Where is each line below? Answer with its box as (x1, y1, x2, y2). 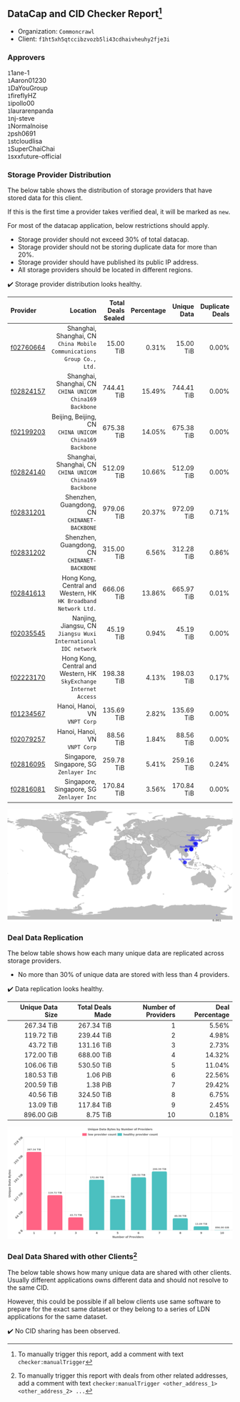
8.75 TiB (86, 1110, 112, 1119)
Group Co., (64, 356, 97, 363)
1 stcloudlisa (7, 137, 43, 146)
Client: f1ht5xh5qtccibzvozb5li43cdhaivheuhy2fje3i (17, 34, 170, 43)
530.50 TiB (78, 1060, 112, 1069)
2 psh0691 (7, 129, 36, 138)
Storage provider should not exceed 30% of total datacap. (17, 235, 189, 244)
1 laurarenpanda (7, 106, 54, 115)
